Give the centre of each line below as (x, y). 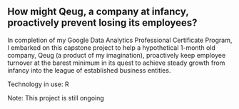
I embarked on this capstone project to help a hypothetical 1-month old (111, 47)
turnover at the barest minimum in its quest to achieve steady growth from (116, 63)
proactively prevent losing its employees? (102, 23)
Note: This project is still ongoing (56, 98)
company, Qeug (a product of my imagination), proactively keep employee (117, 55)
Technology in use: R (38, 84)
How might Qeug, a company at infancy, (98, 12)
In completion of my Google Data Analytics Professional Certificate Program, (120, 40)
